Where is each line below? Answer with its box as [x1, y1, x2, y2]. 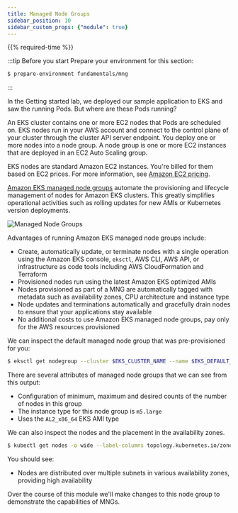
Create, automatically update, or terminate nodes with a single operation [17, 248, 229, 256]
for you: [7, 344, 30, 353]
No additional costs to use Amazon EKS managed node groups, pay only [17, 315, 229, 324]
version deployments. [7, 206, 71, 215]
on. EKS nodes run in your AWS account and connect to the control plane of [7, 126, 229, 135]
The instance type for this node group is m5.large [17, 407, 162, 416]
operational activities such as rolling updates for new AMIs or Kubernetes [7, 199, 222, 207]
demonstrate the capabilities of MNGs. [7, 497, 120, 506]
